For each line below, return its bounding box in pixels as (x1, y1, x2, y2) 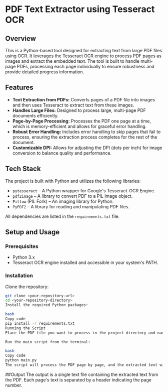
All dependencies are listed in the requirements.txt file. (5, 213, 120, 219)
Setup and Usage (5, 228, 60, 236)
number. (5, 382, 22, 388)
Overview (5, 34, 36, 43)
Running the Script (5, 325, 46, 331)
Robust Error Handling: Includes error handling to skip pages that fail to (12, 128, 161, 135)
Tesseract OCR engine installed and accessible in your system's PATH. (12, 259, 158, 266)
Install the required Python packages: (5, 303, 88, 308)
